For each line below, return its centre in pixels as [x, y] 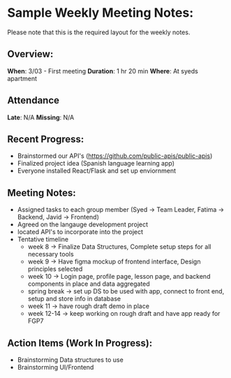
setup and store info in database [74, 299]
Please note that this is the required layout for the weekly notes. [99, 32]
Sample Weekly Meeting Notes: [100, 13]
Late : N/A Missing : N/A [41, 117]
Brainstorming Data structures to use [70, 360]
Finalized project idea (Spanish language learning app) [96, 163]
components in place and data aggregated [89, 284]
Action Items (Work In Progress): [80, 343]
